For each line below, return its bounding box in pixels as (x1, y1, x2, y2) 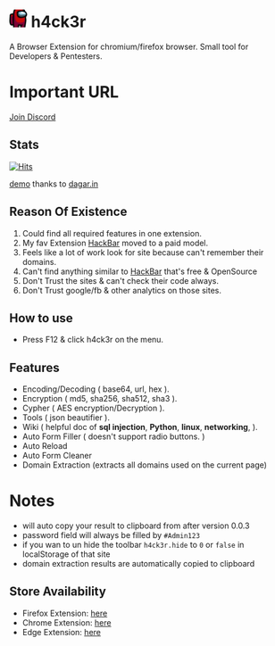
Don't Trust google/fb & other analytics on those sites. (21, 285, 221, 295)
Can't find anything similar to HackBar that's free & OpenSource (21, 266, 257, 277)
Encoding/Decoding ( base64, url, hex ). (21, 384, 170, 394)
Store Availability (9, 584, 107, 600)
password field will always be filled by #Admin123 (21, 530, 201, 541)
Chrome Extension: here (21, 617, 112, 628)
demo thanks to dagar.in (9, 178, 99, 189)
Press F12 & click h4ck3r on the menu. (21, 335, 163, 345)
